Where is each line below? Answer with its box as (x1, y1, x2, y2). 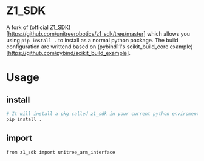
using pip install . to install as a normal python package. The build (6, 36, 178, 44)
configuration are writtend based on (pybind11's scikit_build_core (6, 43, 169, 50)
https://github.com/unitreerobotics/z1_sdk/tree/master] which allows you (8, 30, 190, 37)
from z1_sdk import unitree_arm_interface (6, 149, 115, 155)
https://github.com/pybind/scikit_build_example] (8, 49, 129, 56)
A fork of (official (6, 24, 49, 31)
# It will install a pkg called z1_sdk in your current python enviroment (6, 110, 200, 117)
